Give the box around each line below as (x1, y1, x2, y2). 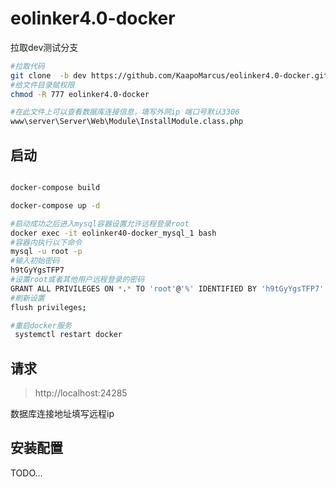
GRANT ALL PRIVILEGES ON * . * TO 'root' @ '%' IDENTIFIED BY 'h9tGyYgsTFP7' (10, 283, 325, 294)
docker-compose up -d (10, 200, 101, 211)
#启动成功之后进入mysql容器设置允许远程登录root (10, 218, 190, 229)
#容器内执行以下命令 (10, 237, 83, 247)
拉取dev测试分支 (10, 41, 79, 53)
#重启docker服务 (10, 320, 72, 331)
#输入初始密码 (10, 256, 60, 266)
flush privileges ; (10, 302, 87, 312)
